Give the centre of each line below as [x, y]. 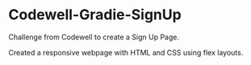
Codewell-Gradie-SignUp [95, 15]
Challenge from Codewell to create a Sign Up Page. [94, 37]
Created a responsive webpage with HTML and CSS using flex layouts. [126, 52]
